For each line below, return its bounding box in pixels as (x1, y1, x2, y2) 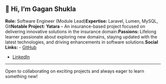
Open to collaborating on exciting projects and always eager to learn (5, 68, 144, 74)
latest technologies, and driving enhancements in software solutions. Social (5, 39, 158, 45)
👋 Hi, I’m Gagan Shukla (5, 5, 76, 13)
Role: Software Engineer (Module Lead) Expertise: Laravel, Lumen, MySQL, (5, 18, 158, 24)
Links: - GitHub (5, 44, 37, 50)
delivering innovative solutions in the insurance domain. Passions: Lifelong (5, 28, 157, 35)
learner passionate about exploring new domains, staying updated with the (5, 34, 158, 40)
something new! (5, 73, 38, 79)
